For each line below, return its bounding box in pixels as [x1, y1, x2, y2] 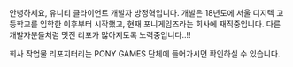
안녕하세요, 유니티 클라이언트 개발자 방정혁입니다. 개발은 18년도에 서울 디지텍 [9, 8, 274, 18]
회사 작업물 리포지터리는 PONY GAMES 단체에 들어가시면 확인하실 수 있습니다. [9, 48, 281, 59]
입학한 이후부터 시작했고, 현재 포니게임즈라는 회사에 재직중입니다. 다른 [39, 19, 281, 29]
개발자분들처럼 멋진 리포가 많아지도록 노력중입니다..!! [9, 30, 192, 40]
